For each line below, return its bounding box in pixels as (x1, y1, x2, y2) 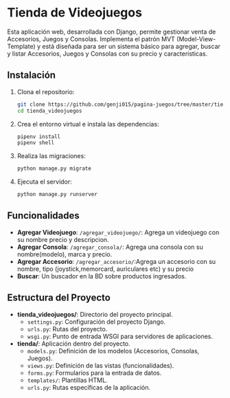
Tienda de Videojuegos (7, 5, 143, 21)
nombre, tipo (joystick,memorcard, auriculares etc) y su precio (16, 265, 194, 273)
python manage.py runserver (16, 191, 97, 198)
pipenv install (16, 133, 61, 140)
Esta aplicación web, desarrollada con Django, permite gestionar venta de (7, 27, 216, 36)
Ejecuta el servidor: (16, 177, 72, 186)
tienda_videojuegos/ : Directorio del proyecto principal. (16, 310, 173, 318)
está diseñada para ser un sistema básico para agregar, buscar (42, 42, 221, 50)
